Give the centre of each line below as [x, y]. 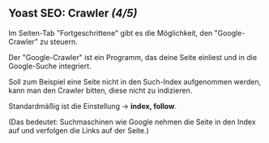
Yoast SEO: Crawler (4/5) [73, 13]
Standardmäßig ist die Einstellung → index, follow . [92, 106]
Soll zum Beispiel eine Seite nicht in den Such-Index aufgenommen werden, [135, 81]
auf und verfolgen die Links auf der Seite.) [79, 130]
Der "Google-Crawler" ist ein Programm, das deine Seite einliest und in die [133, 57]
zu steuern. [59, 41]
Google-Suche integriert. [50, 66]
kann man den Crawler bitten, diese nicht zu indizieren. [100, 90]
